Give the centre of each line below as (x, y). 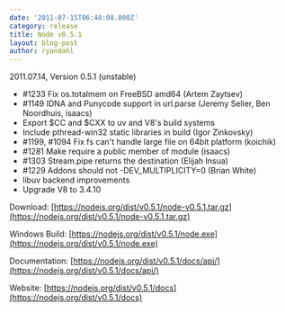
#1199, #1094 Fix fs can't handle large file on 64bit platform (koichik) (149, 142)
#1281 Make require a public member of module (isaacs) (126, 152)
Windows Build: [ (40, 234)
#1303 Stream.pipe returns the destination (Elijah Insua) (125, 161)
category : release (44, 26)
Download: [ (32, 207)
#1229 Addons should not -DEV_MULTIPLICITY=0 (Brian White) (139, 171)
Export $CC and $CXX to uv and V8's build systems (119, 123)
